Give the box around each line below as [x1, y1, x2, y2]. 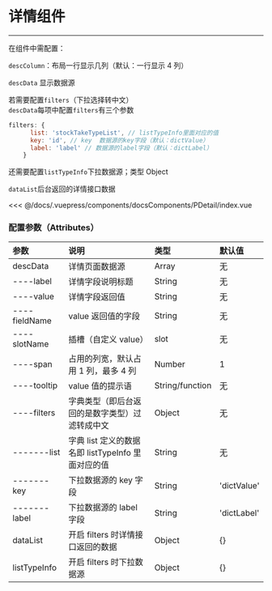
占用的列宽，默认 [68, 353, 134, 364]
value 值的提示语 [68, 380, 132, 391]
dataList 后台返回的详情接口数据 [8, 184, 116, 194]
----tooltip [12, 380, 58, 391]
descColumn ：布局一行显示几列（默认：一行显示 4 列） [8, 60, 189, 70]
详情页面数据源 [68, 261, 125, 272]
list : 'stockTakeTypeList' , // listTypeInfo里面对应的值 [29, 129, 219, 137]
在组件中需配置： [8, 43, 66, 53]
